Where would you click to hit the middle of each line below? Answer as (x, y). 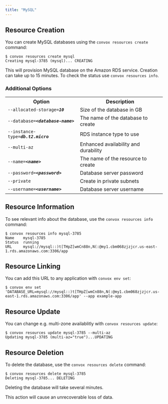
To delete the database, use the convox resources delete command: (76, 364)
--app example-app (102, 296)
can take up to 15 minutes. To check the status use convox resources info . (82, 76)
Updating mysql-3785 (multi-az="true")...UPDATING (59, 337)
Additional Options (28, 89)
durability (91, 150)
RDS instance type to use (109, 134)
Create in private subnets (109, 181)
